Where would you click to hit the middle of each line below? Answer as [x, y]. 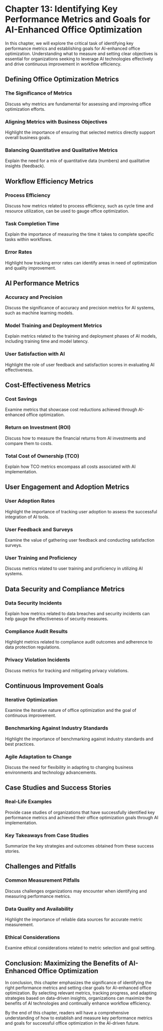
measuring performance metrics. [38, 896]
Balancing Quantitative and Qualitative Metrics [62, 150]
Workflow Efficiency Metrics [49, 181]
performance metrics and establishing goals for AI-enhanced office [72, 48]
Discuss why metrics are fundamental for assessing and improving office [78, 104]
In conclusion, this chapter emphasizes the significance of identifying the [78, 982]
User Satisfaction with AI [35, 354]
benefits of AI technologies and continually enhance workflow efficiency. [78, 1003]
